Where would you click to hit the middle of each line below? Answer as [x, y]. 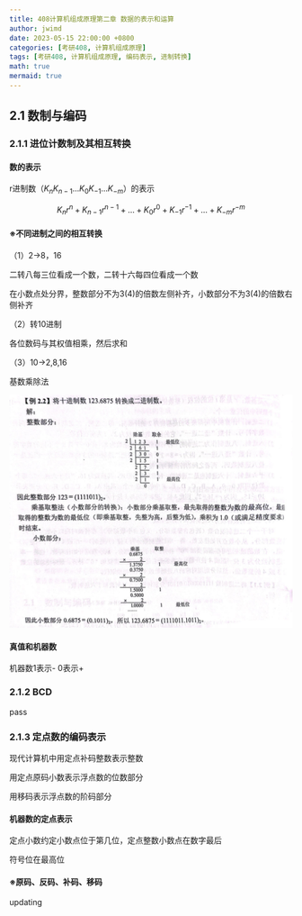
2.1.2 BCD [31, 692]
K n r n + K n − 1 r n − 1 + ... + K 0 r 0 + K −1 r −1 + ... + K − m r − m [151, 210]
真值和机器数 [33, 646]
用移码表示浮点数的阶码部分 [61, 796]
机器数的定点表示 [41, 819]
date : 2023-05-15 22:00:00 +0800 [72, 38]
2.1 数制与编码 [48, 116]
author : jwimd [36, 28]
